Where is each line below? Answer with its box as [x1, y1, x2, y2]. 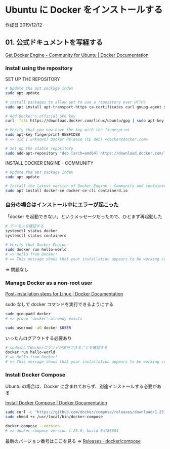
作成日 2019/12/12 [5, 22, 42, 28]
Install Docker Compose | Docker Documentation [5, 400, 107, 406]
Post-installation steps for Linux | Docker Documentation [5, 290, 123, 296]
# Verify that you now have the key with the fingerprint [5, 127, 130, 133]
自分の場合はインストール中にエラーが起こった [5, 201, 119, 208]
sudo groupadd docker [5, 311, 51, 316]
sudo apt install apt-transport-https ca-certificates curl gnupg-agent [5, 104, 162, 109]
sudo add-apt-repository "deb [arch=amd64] [5, 151, 99, 156]
